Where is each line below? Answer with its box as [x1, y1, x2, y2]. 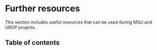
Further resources [5, 3, 80, 14]
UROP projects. [5, 24, 36, 30]
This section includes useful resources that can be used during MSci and [5, 19, 153, 25]
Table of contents [5, 39, 60, 47]
